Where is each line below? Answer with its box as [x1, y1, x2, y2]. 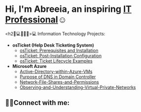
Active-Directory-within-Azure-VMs [19, 68, 93, 74]
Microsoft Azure [12, 63, 47, 69]
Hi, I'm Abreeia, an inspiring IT [5, 3, 132, 15]
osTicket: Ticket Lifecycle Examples [19, 58, 93, 64]
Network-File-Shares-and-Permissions [19, 79, 99, 85]
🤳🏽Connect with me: [5, 99, 70, 107]
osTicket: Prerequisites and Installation [19, 47, 99, 53]
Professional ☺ [5, 14, 67, 25]
